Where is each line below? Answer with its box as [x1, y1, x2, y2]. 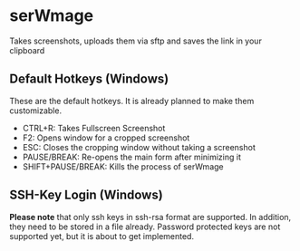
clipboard [9, 44, 45, 55]
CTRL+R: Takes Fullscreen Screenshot [22, 122, 166, 133]
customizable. [9, 105, 62, 116]
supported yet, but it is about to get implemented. [9, 230, 195, 241]
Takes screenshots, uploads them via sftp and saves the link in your [9, 35, 263, 46]
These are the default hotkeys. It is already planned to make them [9, 95, 255, 106]
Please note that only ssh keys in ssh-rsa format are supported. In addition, [9, 211, 292, 222]
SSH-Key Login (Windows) [9, 188, 163, 203]
